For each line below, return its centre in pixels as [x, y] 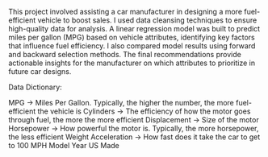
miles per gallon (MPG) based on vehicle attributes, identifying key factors [132, 37]
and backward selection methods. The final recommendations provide [125, 54]
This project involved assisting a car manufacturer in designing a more [126, 12]
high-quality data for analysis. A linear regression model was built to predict [134, 29]
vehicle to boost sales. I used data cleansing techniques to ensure [147, 20]
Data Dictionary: [35, 87]
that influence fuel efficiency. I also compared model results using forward [132, 46]
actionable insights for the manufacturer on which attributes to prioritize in [132, 63]
